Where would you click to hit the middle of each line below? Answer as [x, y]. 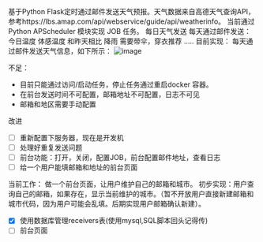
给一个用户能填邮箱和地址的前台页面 [79, 167]
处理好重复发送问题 [51, 147]
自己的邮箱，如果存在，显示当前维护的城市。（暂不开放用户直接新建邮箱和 [134, 194]
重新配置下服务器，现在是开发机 [71, 138]
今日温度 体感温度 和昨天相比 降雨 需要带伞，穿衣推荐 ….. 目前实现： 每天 [127, 41]
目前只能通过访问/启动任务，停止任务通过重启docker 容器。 [116, 84]
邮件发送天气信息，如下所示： [63, 51]
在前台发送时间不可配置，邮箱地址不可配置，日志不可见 [109, 94]
